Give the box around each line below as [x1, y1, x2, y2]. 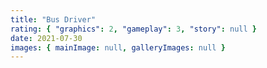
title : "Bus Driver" [10, 14, 97, 25]
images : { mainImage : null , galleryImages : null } [10, 42, 226, 53]
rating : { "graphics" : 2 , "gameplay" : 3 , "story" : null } [10, 24, 257, 34]
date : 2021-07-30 [10, 33, 83, 43]
